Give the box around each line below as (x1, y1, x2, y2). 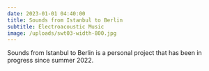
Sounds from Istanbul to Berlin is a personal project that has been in (7, 49, 202, 57)
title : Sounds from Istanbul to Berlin (7, 17, 123, 24)
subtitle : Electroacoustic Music (7, 23, 104, 30)
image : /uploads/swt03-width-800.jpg (7, 29, 117, 37)
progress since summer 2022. (7, 56, 94, 65)
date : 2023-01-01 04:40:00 (7, 10, 86, 17)
